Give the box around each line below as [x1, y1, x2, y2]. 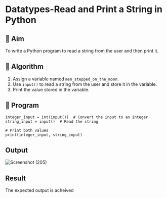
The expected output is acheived [5, 187, 74, 193]
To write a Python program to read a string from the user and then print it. [5, 48, 158, 54]
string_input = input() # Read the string [5, 119, 99, 124]
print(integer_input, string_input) [5, 132, 82, 137]
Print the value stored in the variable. [12, 86, 90, 92]
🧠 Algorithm [5, 62, 44, 71]
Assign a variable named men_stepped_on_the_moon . [12, 76, 119, 82]
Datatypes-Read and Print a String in [5, 4, 163, 15]
